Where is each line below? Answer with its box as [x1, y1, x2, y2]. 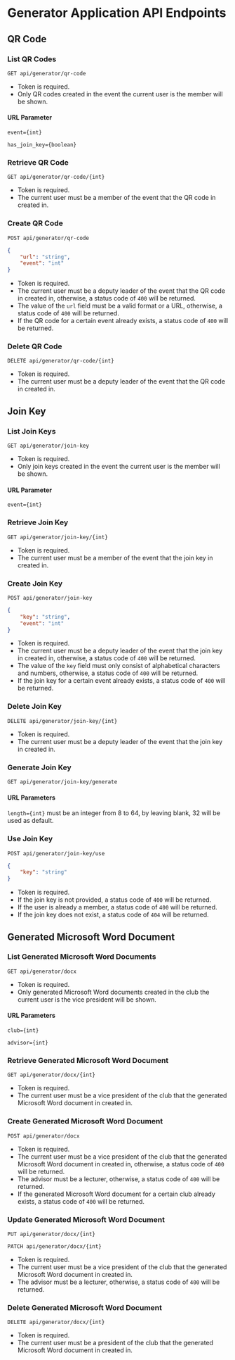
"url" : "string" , [20, 253, 71, 260]
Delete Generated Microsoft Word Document [7, 1302, 163, 1312]
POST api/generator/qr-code [7, 234, 90, 241]
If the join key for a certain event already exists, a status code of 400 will [17, 676, 226, 685]
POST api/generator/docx [7, 1132, 80, 1140]
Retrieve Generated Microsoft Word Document [7, 1055, 169, 1065]
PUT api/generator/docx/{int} [7, 1230, 96, 1238]
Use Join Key [7, 834, 53, 844]
